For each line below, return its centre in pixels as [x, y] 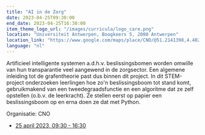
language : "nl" [26, 46]
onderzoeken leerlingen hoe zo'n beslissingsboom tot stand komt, [108, 82]
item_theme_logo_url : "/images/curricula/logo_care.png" [80, 29]
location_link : [26, 40]
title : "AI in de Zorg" [37, 12]
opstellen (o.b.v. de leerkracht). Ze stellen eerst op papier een [84, 95]
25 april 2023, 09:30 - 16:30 [51, 125]
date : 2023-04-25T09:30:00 [41, 18]
